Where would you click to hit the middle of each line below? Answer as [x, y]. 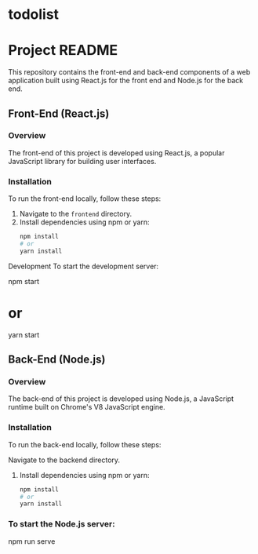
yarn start [24, 334]
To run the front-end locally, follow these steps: [85, 199]
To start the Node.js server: [62, 524]
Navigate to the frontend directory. [75, 214]
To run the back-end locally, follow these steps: [85, 444]
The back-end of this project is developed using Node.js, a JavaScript [121, 399]
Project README [63, 51]
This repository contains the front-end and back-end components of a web [129, 72]
